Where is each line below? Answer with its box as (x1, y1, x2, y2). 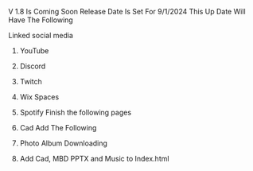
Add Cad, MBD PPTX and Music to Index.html (19, 154, 169, 163)
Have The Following (8, 15, 73, 25)
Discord (19, 61, 46, 71)
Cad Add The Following (19, 123, 97, 132)
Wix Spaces (19, 92, 60, 102)
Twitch (19, 77, 42, 86)
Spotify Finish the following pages (19, 107, 132, 117)
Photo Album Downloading (19, 138, 107, 148)
